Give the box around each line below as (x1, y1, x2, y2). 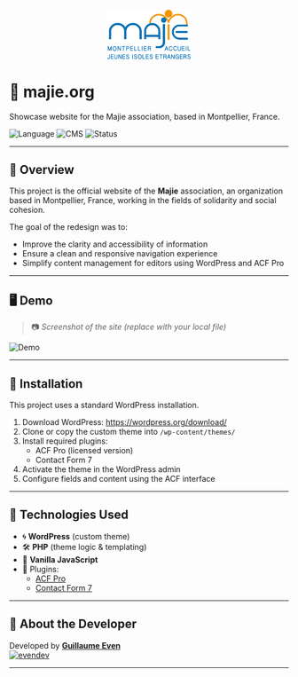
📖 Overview (9, 161, 74, 177)
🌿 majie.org (9, 82, 95, 102)
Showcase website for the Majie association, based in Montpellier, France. (9, 111, 280, 122)
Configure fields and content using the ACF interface (21, 473, 216, 484)
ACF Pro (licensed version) (35, 445, 134, 455)
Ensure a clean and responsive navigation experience (21, 248, 218, 259)
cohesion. (9, 205, 46, 216)
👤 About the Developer (9, 617, 137, 632)
